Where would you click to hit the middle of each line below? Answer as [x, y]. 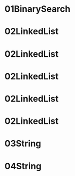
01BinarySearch [37, 9]
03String [23, 144]
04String [23, 166]
